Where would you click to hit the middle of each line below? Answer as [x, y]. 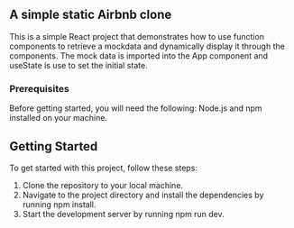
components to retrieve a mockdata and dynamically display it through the [147, 46]
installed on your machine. [59, 118]
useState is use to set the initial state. [78, 65]
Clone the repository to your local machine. [102, 185]
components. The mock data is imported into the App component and [139, 55]
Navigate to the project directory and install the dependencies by [143, 195]
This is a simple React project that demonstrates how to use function [137, 36]
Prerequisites [39, 88]
